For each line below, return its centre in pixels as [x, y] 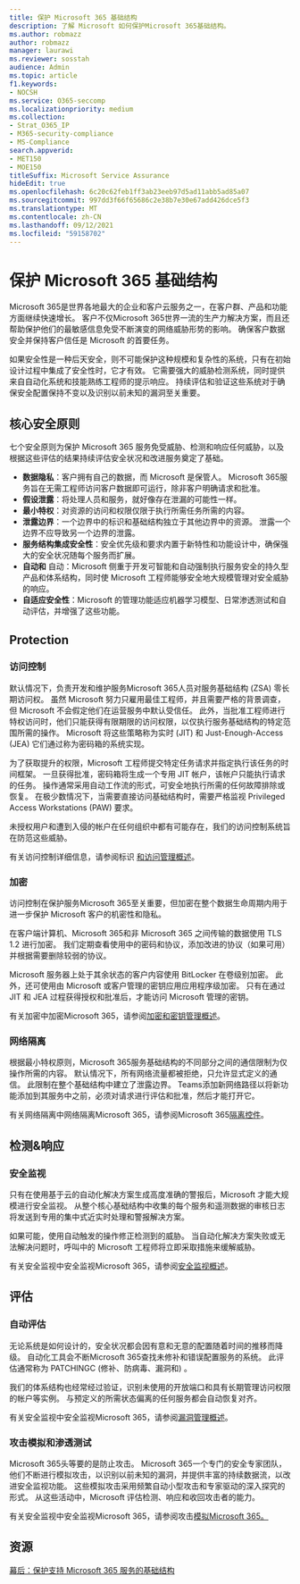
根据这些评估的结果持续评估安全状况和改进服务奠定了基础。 [119, 458]
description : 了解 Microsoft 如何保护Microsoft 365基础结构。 [120, 26]
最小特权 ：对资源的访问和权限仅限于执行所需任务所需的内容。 [136, 511]
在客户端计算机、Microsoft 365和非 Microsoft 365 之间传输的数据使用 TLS [146, 934]
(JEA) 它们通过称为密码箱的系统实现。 [79, 743]
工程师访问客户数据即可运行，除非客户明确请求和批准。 [163, 489]
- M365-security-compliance [62, 134]
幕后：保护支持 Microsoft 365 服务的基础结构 [92, 1570]
